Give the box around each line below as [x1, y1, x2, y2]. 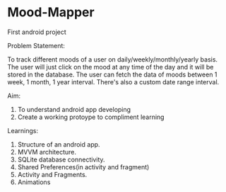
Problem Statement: [7, 41, 66, 50]
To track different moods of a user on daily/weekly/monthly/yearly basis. [7, 55, 218, 64]
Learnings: [7, 126, 39, 135]
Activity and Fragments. [17, 170, 88, 179]
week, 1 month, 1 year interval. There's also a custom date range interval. [7, 77, 220, 86]
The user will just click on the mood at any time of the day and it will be [7, 62, 214, 71]
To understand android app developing [17, 105, 131, 113]
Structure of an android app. [17, 140, 100, 149]
